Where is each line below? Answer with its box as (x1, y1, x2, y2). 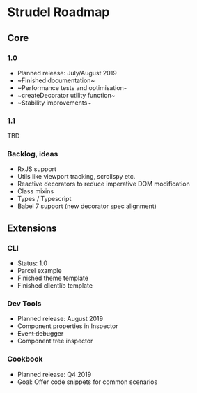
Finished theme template (17, 274, 89, 283)
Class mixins (17, 187, 54, 195)
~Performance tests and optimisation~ (17, 83, 128, 91)
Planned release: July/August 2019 (17, 68, 117, 77)
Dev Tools (7, 299, 42, 309)
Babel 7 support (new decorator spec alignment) (17, 202, 157, 210)
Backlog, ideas (7, 149, 58, 159)
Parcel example (17, 267, 62, 275)
